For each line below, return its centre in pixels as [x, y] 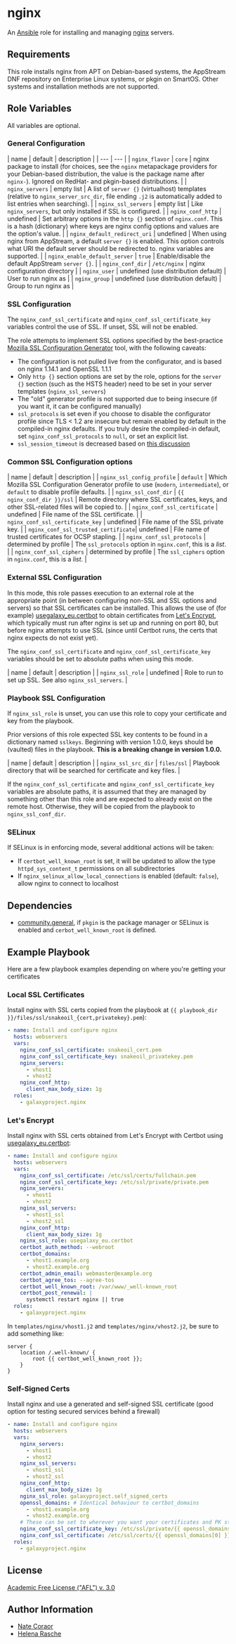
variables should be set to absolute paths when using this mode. [100, 659]
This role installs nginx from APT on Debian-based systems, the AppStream [117, 71]
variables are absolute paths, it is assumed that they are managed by [107, 791]
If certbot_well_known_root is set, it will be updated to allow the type [117, 861]
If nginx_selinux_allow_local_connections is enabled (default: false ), [118, 876]
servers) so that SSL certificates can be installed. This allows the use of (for [117, 608]
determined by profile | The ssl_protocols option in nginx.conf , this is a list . [117, 544]
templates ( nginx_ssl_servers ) [62, 391]
